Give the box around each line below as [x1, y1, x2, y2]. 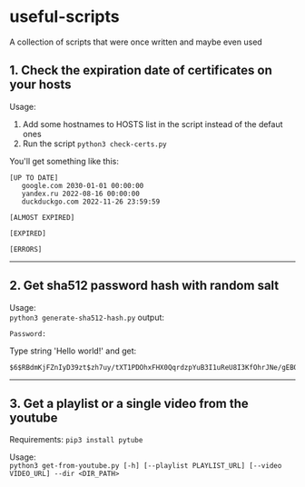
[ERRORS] [9, 244, 43, 253]
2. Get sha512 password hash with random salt [9, 278, 280, 293]
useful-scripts [9, 6, 120, 27]
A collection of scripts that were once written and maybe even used [9, 36, 263, 47]
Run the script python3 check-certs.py [22, 138, 168, 149]
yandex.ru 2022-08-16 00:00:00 [21, 189, 141, 198]
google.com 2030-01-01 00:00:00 [21, 181, 144, 190]
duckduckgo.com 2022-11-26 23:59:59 [21, 197, 161, 206]
